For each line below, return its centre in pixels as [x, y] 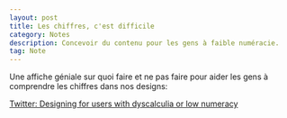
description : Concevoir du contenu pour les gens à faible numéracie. [144, 43]
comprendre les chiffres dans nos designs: [89, 86]
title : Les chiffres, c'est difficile [82, 26]
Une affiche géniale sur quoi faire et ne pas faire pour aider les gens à [139, 77]
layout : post [34, 18]
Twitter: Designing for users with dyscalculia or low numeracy [124, 104]
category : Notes [40, 34]
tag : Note [28, 51]
